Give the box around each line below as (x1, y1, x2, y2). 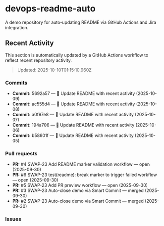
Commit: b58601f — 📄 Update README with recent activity (12, 133, 134, 138)
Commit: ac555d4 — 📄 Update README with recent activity (12, 101, 135, 107)
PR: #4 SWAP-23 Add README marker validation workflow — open (12, 161, 150, 167)
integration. (5, 24, 29, 30)
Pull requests (5, 150, 38, 157)
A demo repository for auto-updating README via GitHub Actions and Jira (5, 19, 157, 25)
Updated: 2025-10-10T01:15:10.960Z (17, 67, 92, 73)
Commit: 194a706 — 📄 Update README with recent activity (12, 122, 135, 128)
